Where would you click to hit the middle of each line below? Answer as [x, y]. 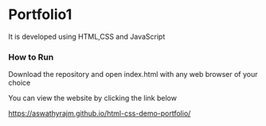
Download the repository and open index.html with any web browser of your [133, 74]
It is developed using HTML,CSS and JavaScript [87, 36]
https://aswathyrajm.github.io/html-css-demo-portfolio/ [100, 113]
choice [20, 83]
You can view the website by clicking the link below [93, 98]
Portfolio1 [40, 15]
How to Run [31, 57]
